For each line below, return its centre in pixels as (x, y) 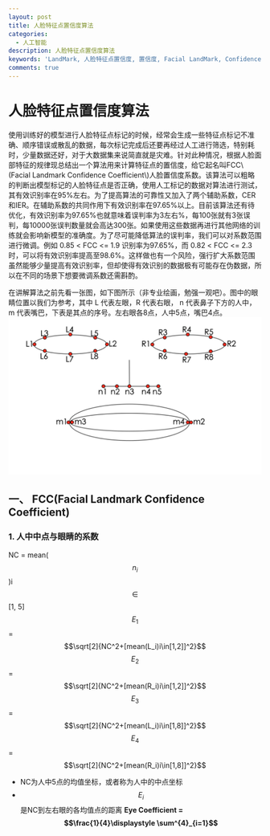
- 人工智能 (31, 43)
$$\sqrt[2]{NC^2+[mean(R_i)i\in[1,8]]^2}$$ (135, 765)
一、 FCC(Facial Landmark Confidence (106, 499)
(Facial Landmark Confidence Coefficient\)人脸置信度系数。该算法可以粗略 (132, 175)
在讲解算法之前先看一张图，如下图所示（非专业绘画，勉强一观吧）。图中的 (130, 292)
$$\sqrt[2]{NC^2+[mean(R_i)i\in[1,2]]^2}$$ (135, 686)
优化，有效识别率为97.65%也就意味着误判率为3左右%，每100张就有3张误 (129, 215)
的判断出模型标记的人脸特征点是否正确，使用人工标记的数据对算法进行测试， (135, 185)
